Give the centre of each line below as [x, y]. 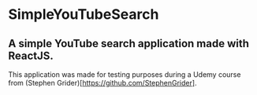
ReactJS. [31, 55]
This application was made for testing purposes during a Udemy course [125, 75]
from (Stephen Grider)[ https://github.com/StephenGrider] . [102, 83]
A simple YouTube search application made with [129, 44]
